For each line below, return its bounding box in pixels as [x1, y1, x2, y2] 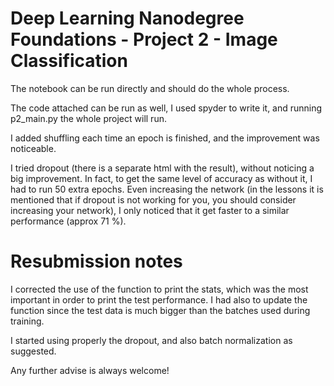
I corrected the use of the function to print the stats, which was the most [10, 283, 309, 295]
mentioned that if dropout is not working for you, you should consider [10, 193, 297, 206]
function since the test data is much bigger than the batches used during [10, 304, 311, 316]
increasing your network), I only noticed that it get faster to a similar [10, 204, 290, 216]
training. [10, 315, 45, 327]
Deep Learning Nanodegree [10, 7, 245, 30]
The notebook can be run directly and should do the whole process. [10, 82, 290, 94]
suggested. [10, 345, 57, 357]
